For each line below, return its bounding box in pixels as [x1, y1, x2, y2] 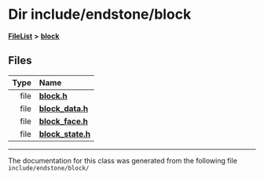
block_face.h [38, 116, 89, 127]
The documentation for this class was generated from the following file [8, 156, 238, 165]
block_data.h [38, 103, 89, 114]
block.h [38, 90, 68, 101]
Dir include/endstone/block [8, 5, 192, 23]
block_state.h [38, 128, 91, 139]
